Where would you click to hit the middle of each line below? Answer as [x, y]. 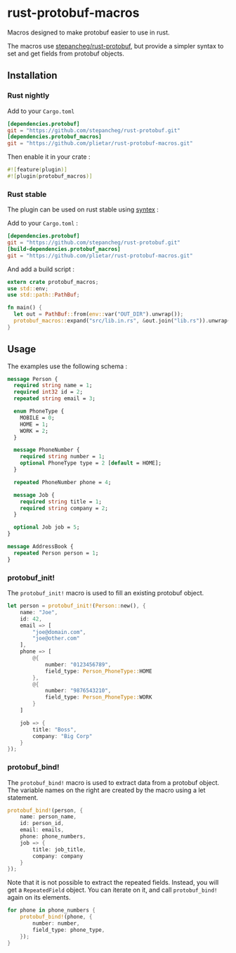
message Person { [33, 379]
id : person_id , [42, 824]
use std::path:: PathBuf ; [44, 295]
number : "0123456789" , [78, 664]
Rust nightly [28, 96]
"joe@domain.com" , [59, 632]
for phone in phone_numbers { [52, 910]
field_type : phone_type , [69, 930]
